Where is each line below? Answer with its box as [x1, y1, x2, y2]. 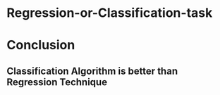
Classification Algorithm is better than [6, 65, 178, 77]
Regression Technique [6, 76, 107, 88]
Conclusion [6, 37, 75, 53]
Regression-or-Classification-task [6, 5, 213, 21]
